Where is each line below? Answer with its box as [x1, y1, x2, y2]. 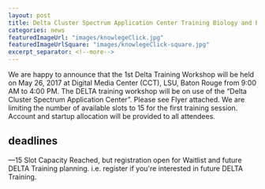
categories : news [8, 26, 65, 34]
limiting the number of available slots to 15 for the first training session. [8, 103, 238, 113]
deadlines [8, 135, 58, 148]
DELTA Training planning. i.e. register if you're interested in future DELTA [8, 163, 244, 173]
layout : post [8, 11, 51, 20]
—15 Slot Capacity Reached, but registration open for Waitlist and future [8, 155, 242, 165]
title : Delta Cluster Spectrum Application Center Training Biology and [8, 19, 252, 27]
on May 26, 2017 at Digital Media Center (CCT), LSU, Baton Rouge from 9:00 [8, 78, 257, 87]
